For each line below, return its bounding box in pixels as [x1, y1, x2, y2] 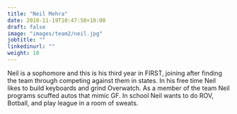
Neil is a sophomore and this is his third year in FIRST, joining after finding [7, 68, 223, 77]
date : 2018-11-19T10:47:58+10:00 [7, 17, 106, 24]
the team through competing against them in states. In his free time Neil [7, 76, 216, 84]
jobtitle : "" [7, 37, 46, 44]
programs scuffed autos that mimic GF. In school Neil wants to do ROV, [7, 91, 214, 99]
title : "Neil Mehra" [7, 10, 69, 18]
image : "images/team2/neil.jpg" [7, 30, 103, 37]
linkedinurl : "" [7, 43, 55, 50]
